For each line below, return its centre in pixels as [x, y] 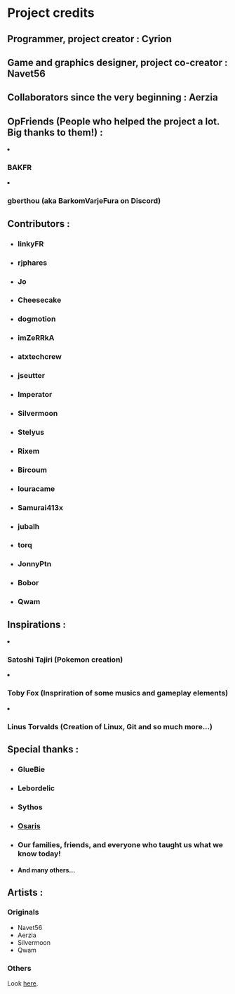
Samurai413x [40, 507]
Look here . [23, 983]
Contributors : [39, 224]
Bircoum [32, 470]
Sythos [30, 807]
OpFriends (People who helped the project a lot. [113, 121]
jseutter [31, 376]
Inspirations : [37, 624]
